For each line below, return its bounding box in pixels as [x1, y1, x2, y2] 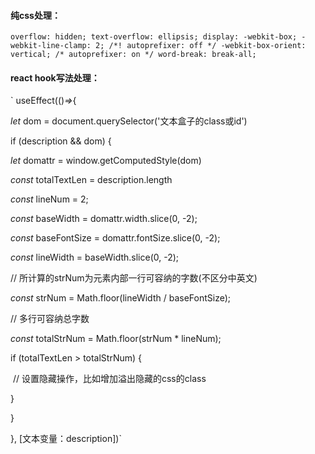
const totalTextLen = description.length [10, 174, 173, 186]
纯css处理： [10, 9, 61, 21]
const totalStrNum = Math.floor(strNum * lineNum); [10, 333, 222, 345]
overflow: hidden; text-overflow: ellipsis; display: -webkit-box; [10, 32, 298, 42]
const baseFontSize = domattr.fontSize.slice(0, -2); [10, 232, 221, 244]
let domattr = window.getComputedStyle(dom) [10, 155, 202, 167]
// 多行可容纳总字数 [10, 313, 90, 325]
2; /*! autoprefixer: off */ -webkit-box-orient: [95, 41, 307, 51]
